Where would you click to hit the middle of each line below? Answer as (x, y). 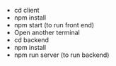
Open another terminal (47, 32)
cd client (27, 10)
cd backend (31, 40)
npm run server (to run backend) (62, 55)
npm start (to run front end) (54, 25)
